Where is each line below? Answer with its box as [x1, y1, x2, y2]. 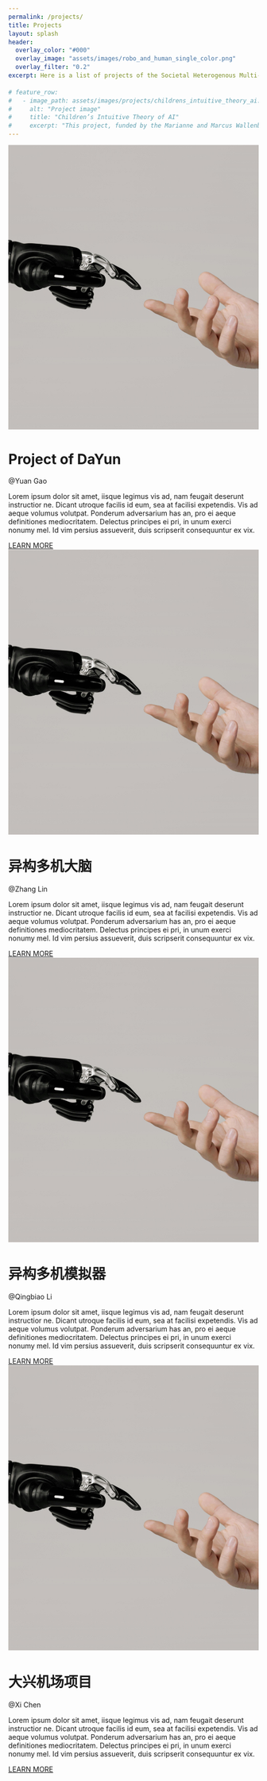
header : [8, 38, 34, 46]
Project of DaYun [8, 450, 122, 468]
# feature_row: [8, 88, 59, 96]
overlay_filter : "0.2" [15, 64, 91, 71]
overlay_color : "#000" [15, 46, 91, 55]
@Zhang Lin [8, 884, 48, 894]
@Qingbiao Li [8, 1292, 52, 1302]
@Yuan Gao [8, 477, 48, 486]
